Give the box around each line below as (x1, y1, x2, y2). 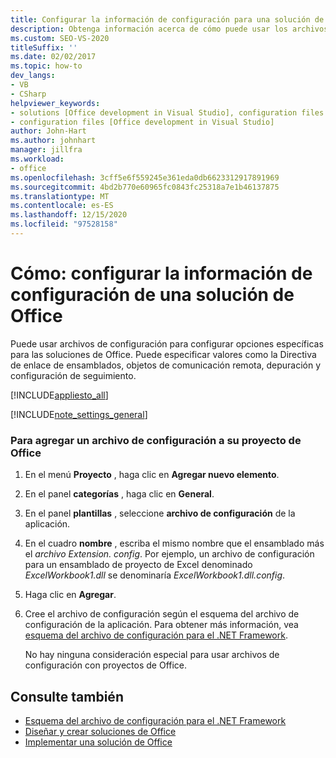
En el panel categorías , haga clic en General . (24, 488, 215, 500)
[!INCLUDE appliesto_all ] (10, 389, 109, 401)
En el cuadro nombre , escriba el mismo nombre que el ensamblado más (24, 537, 325, 550)
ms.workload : (10, 154, 65, 164)
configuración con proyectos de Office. (24, 659, 188, 671)
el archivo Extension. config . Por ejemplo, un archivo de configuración (24, 548, 315, 560)
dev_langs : (10, 71, 56, 81)
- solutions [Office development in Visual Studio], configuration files (10, 107, 325, 118)
